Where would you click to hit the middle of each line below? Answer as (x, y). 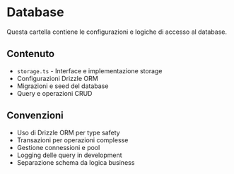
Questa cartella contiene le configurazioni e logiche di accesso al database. (117, 32)
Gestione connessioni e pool (58, 147)
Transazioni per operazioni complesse (72, 140)
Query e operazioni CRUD (54, 93)
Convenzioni (35, 116)
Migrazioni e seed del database (63, 86)
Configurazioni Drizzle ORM (57, 78)
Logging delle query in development (69, 155)
